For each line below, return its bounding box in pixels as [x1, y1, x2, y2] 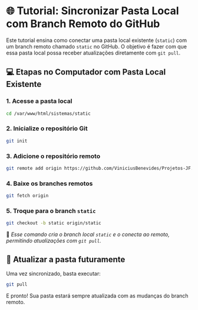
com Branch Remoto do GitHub [6, 17, 160, 31]
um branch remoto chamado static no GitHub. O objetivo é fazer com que [6, 43, 187, 50]
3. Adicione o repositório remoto [6, 152, 101, 160]
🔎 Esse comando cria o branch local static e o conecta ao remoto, [6, 231, 170, 238]
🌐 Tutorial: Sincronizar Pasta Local [6, 4, 179, 18]
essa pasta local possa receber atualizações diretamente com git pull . [6, 49, 181, 56]
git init [6, 138, 28, 144]
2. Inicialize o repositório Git [6, 124, 88, 133]
